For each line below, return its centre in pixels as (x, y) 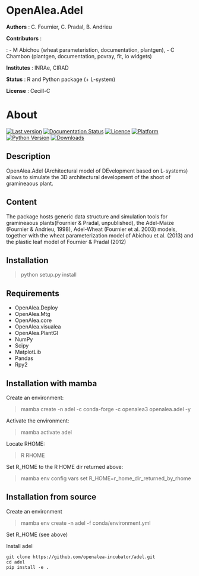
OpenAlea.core (33, 320)
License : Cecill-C (28, 90)
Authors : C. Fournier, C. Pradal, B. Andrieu (59, 27)
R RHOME (33, 455)
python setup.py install (49, 275)
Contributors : (24, 38)
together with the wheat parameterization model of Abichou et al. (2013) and (100, 235)
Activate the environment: (38, 421)
